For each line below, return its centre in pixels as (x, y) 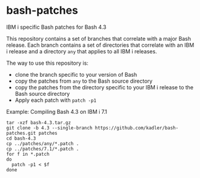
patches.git (21, 133)
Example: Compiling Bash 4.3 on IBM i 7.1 (57, 111)
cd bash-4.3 (21, 138)
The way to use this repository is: (47, 63)
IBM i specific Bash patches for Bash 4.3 (56, 27)
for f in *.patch (28, 154)
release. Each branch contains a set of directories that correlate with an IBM (100, 45)
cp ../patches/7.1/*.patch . (43, 149)
